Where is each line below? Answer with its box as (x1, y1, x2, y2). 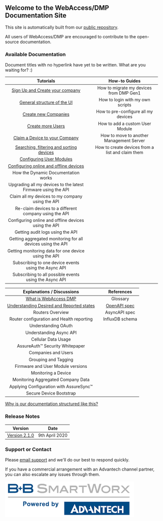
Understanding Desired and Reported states (7, 302, 95, 308)
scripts (117, 102, 132, 108)
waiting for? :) (5, 67, 33, 73)
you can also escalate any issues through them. (5, 472, 100, 477)
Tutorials (36, 78, 55, 84)
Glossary (111, 296, 130, 302)
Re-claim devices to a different (15, 205, 77, 211)
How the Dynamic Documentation (12, 170, 80, 175)
